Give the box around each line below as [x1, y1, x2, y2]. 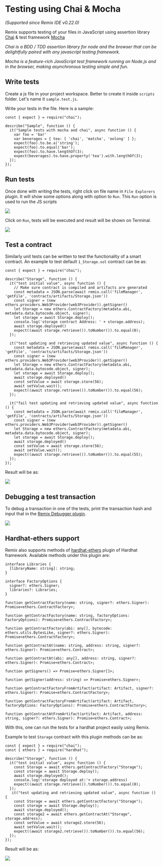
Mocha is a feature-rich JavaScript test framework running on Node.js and [5, 58, 156, 64]
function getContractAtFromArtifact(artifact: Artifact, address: [5, 711, 143, 716]
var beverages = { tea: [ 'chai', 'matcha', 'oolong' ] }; [14, 136, 137, 141]
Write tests [5, 78, 40, 86]
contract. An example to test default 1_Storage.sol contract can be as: [5, 259, 147, 265]
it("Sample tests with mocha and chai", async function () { [9, 128, 137, 133]
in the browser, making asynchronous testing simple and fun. [5, 64, 128, 69]
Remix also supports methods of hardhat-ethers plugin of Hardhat [5, 547, 138, 553]
